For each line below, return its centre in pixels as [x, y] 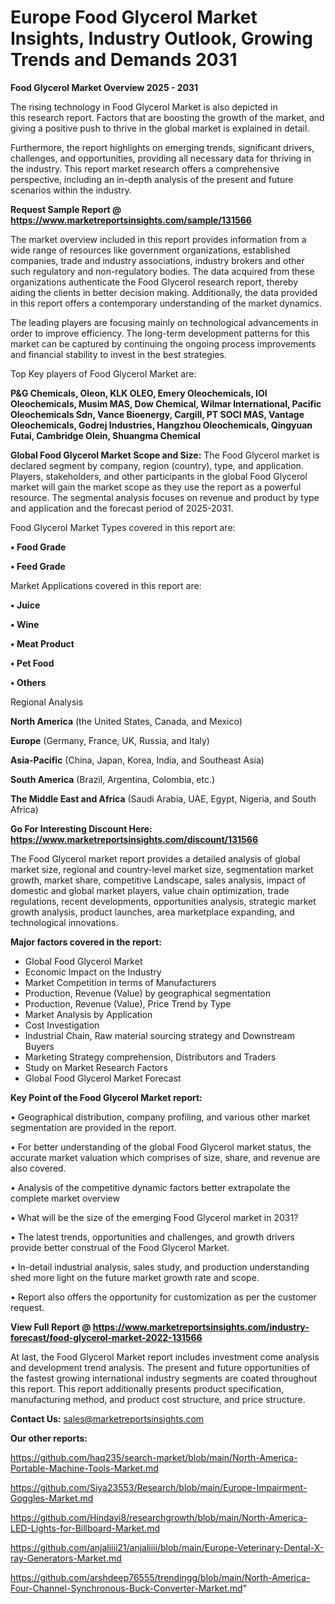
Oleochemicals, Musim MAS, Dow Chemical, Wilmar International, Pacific [166, 403]
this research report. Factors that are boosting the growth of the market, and [167, 117]
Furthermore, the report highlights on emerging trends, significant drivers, [162, 147]
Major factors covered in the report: [86, 942]
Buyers [39, 1046]
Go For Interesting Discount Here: [81, 828]
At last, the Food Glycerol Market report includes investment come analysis [165, 1357]
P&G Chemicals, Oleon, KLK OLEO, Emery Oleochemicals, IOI [139, 393]
